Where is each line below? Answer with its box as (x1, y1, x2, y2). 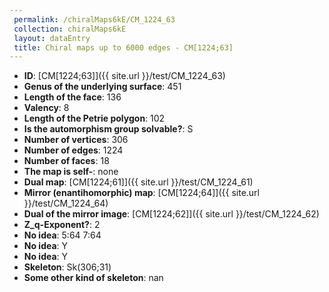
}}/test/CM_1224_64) (23, 197, 109, 210)
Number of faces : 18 (23, 155, 110, 167)
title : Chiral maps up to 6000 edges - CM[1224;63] (13, 42, 234, 53)
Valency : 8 (23, 102, 70, 114)
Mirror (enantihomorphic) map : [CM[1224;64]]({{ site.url (23, 187, 260, 199)
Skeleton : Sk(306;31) (23, 261, 112, 273)
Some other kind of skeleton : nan (23, 272, 164, 284)
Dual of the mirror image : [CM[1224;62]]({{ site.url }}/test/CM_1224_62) (23, 208, 320, 220)
